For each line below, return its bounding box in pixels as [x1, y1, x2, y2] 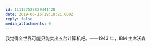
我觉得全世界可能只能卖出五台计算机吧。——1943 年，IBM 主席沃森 [5, 35, 146, 41]
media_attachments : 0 [5, 21, 51, 26]
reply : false [5, 16, 33, 21]
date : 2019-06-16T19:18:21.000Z [5, 12, 73, 17]
